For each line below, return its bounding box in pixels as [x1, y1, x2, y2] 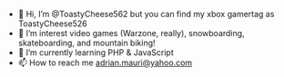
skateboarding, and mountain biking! [17, 37, 157, 48]
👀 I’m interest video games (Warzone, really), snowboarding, [17, 28, 245, 38]
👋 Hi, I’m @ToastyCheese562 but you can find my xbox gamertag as [17, 9, 275, 19]
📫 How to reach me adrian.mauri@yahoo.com [17, 57, 193, 68]
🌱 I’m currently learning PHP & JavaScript [17, 47, 175, 58]
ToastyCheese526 [17, 18, 88, 29]
